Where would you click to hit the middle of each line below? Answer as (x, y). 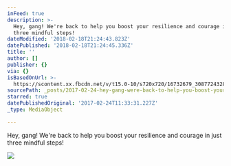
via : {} (18, 71)
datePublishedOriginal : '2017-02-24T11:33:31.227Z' (82, 103)
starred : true (27, 97)
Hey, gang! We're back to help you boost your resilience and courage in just (114, 135)
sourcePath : (24, 90)
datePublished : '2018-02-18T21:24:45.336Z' (70, 45)
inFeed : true (26, 13)
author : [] (23, 59)
